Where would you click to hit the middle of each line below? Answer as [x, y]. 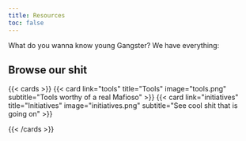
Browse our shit [48, 70]
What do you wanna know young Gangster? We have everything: [114, 45]
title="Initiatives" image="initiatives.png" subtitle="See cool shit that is [123, 106]
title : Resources [37, 15]
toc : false [26, 23]
